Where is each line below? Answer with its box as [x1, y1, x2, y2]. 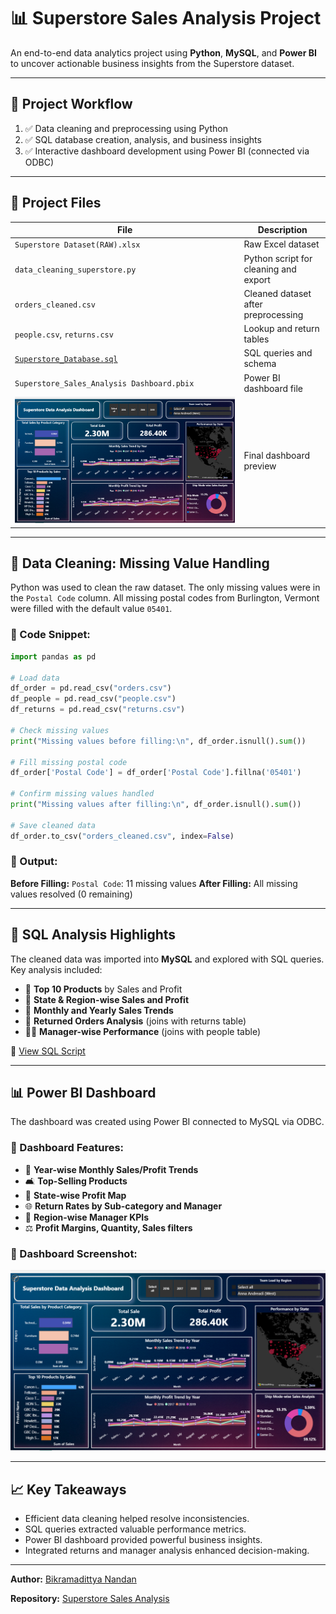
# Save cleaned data [10, 820, 97, 830]
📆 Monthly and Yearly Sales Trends [24, 1004, 174, 1016]
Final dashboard [243, 450, 311, 462]
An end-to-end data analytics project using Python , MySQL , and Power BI [10, 46, 317, 59]
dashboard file [243, 382, 303, 394]
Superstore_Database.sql [14, 354, 118, 364]
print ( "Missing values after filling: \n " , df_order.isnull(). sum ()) [10, 800, 302, 810]
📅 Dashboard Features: [10, 1141, 125, 1155]
